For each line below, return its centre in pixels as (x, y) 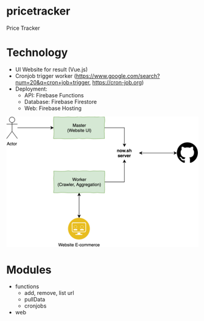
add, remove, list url (49, 293)
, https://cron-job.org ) (117, 82)
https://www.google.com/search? (118, 76)
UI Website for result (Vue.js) (51, 69)
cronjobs (35, 306)
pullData (35, 300)
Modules (29, 270)
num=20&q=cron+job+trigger (52, 82)
